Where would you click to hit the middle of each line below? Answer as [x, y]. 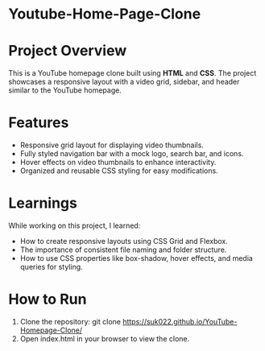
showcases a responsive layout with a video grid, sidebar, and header [124, 82]
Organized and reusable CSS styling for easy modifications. [119, 171]
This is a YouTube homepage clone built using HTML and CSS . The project [132, 73]
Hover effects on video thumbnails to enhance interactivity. [118, 163]
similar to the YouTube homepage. [65, 90]
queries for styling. [51, 267]
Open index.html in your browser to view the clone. [105, 338]
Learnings [43, 203]
